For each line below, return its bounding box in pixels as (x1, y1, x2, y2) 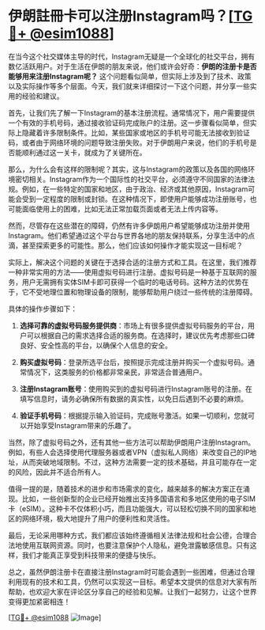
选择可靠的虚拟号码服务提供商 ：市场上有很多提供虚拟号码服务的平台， (19, 321, 248, 330)
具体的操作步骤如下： (8, 304, 77, 313)
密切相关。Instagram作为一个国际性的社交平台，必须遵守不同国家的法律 (14, 174, 248, 184)
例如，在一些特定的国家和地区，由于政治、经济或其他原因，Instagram (21, 184, 248, 194)
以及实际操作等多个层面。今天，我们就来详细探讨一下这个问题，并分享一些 (8, 81, 250, 91)
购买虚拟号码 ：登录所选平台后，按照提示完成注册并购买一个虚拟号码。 (19, 357, 248, 366)
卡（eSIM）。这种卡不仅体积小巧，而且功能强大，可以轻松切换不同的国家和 (8, 503, 250, 513)
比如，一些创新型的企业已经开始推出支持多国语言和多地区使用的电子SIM (21, 494, 256, 503)
